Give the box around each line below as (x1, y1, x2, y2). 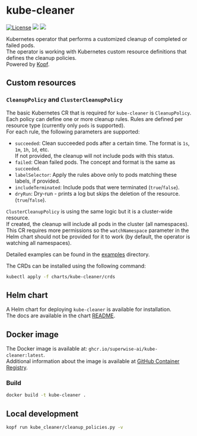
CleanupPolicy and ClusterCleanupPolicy (6, 96, 123, 104)
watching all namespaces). (6, 239, 72, 246)
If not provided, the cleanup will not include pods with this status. (14, 152, 174, 159)
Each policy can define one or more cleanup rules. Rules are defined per (6, 115, 183, 122)
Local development (6, 409, 79, 419)
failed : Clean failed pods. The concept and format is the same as (14, 158, 176, 166)
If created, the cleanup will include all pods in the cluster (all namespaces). (6, 220, 189, 227)
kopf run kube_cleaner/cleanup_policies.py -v (6, 425, 123, 431)
